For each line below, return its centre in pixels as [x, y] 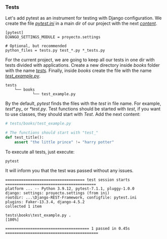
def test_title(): [25, 138]
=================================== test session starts [68, 180]
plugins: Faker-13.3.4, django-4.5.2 [45, 202]
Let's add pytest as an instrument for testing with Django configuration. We [83, 18]
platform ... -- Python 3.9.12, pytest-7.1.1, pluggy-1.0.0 [70, 188]
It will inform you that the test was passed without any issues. [69, 170]
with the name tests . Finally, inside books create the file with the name [78, 71]
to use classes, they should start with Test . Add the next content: [73, 114]
